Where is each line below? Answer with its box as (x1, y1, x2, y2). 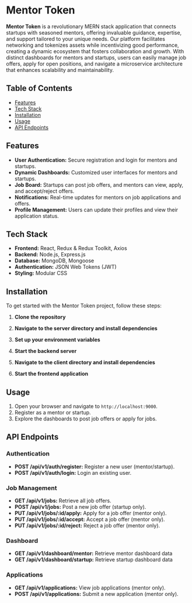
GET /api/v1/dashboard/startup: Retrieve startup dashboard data (14, 556, 173, 563)
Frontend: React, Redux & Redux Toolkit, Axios (14, 245, 127, 252)
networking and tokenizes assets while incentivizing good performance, (6, 42, 179, 49)
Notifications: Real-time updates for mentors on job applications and (14, 194, 181, 201)
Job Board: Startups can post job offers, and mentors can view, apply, (14, 181, 184, 188)
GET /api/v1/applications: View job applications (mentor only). (14, 584, 166, 591)
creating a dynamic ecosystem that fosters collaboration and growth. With (6, 47, 184, 54)
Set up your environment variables (14, 336, 100, 343)
